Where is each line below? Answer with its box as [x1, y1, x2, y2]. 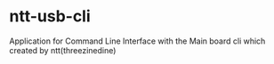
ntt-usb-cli [9, 6, 91, 27]
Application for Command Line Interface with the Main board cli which [9, 36, 266, 46]
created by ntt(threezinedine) [9, 44, 117, 55]
